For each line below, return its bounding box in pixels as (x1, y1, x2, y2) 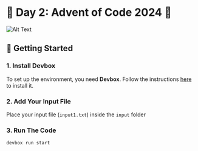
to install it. (6, 82, 34, 89)
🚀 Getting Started (6, 43, 73, 54)
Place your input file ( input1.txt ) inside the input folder (6, 111, 146, 118)
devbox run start (6, 140, 50, 146)
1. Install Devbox (6, 61, 56, 70)
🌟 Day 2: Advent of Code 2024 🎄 (6, 5, 172, 19)
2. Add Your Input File (6, 97, 71, 105)
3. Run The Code (6, 126, 56, 135)
